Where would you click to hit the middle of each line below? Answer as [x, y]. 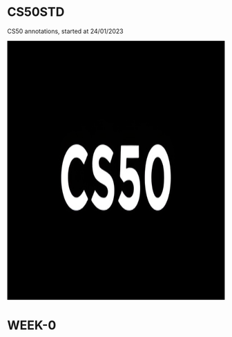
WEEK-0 [32, 326]
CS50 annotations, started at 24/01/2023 [66, 31]
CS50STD [36, 12]
